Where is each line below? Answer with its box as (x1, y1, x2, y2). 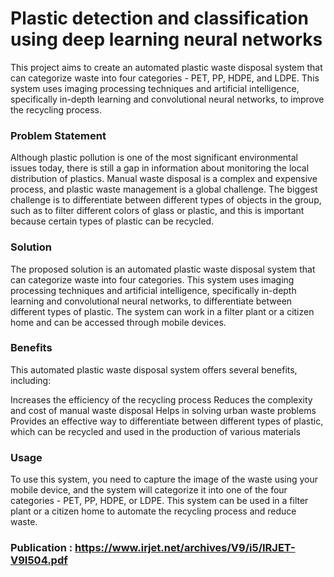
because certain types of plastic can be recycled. (10, 215, 215, 227)
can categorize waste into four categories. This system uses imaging (10, 273, 295, 286)
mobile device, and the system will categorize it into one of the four (10, 484, 288, 496)
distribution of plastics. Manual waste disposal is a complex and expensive (10, 173, 318, 185)
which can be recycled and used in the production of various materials (10, 425, 301, 437)
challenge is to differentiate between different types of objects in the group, (10, 194, 322, 206)
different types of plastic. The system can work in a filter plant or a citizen (10, 305, 315, 317)
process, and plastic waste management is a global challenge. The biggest (10, 183, 318, 196)
